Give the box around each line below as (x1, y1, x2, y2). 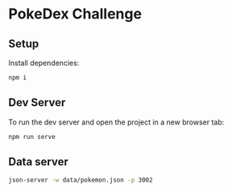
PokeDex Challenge (8, 5, 143, 23)
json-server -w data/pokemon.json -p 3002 (8, 176, 153, 185)
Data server (8, 154, 68, 169)
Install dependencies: (8, 58, 80, 67)
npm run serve (8, 133, 56, 141)
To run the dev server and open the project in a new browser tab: (8, 117, 225, 127)
